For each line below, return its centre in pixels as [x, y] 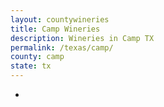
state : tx [31, 66]
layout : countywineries [60, 19]
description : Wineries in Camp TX [82, 38]
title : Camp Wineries [55, 29]
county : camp [37, 57]
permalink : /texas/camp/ [62, 47]
